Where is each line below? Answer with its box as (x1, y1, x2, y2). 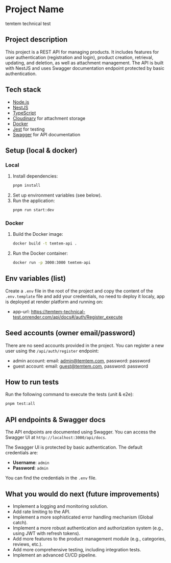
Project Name (5, 4, 64, 15)
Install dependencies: (12, 173, 58, 179)
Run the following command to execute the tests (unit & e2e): (5, 391, 134, 398)
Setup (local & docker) (5, 146, 78, 155)
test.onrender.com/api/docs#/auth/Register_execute (12, 314, 123, 320)
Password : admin (12, 465, 48, 471)
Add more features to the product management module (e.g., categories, (12, 535, 166, 542)
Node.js (12, 99, 30, 105)
